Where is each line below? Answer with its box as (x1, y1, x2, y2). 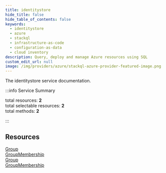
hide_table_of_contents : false (5, 17, 71, 22)
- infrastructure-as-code (10, 40, 65, 46)
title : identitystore (5, 7, 51, 13)
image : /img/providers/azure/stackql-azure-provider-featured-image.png (5, 64, 161, 69)
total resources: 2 (5, 97, 42, 104)
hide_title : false (5, 12, 44, 17)
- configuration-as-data (10, 45, 62, 50)
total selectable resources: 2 (5, 103, 65, 109)
